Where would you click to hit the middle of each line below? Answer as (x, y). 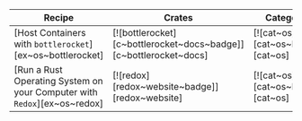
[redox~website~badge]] (165, 86)
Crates (178, 17)
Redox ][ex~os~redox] (59, 104)
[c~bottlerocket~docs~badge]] (178, 44)
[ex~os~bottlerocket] (59, 55)
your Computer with (56, 92)
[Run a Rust (38, 69)
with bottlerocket (52, 44)
